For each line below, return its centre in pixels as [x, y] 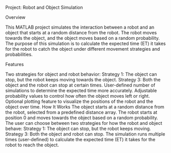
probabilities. [19, 54]
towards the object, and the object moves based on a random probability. [83, 38]
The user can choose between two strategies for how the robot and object [84, 123]
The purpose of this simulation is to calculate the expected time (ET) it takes [85, 43]
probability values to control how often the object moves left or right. [78, 96]
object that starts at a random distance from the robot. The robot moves [81, 32]
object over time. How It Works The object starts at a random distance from [85, 107]
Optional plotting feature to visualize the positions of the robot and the [79, 101]
